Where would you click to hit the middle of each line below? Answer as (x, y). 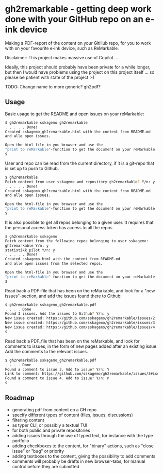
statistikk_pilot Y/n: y (30, 250)
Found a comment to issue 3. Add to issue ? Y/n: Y (57, 369)
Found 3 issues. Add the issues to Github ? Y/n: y (57, 314)
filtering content (28, 420)
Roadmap (20, 398)
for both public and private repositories (51, 430)
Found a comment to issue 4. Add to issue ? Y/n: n (57, 378)
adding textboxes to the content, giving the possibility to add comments (84, 456)
